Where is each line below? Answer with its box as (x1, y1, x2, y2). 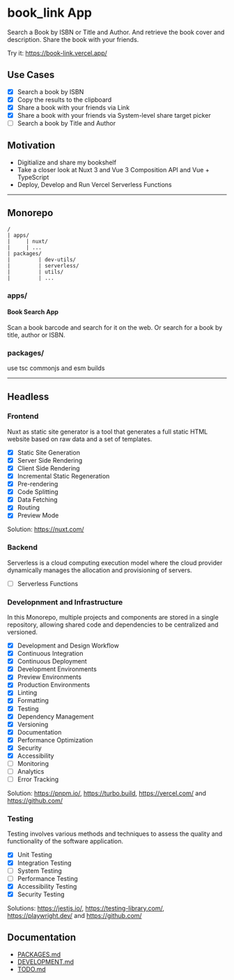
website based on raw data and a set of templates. (7, 434, 153, 443)
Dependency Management (17, 712, 94, 721)
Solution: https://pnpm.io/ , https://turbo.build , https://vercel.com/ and (7, 789, 207, 797)
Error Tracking (17, 775, 59, 783)
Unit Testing (17, 850, 52, 859)
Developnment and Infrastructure (7, 597, 123, 607)
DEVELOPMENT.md (17, 957, 75, 966)
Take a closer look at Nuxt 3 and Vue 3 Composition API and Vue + (17, 165, 210, 174)
